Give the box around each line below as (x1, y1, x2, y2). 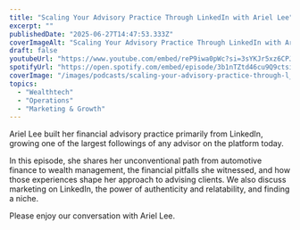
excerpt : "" (9, 21, 54, 30)
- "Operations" (17, 95, 74, 105)
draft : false (9, 46, 58, 55)
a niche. (9, 193, 38, 204)
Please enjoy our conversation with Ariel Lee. (9, 210, 176, 221)
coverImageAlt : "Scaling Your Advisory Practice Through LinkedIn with (9, 37, 281, 47)
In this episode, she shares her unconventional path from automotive (9, 155, 262, 166)
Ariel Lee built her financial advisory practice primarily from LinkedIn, (9, 128, 263, 139)
